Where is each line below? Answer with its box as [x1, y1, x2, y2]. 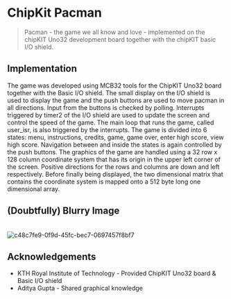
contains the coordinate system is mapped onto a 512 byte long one [7, 177, 201, 186]
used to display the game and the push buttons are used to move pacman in [7, 96, 225, 104]
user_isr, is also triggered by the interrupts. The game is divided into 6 [7, 125, 207, 134]
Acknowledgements [7, 250, 96, 262]
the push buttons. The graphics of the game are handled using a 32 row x [7, 147, 218, 156]
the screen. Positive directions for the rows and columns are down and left [7, 162, 220, 171]
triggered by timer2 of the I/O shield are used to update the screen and [7, 111, 210, 119]
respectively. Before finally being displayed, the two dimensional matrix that [7, 170, 223, 178]
